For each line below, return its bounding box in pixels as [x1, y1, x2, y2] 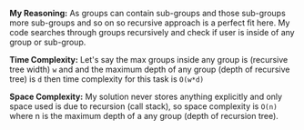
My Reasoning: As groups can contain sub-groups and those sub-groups [9, 8, 287, 18]
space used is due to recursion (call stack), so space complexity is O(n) [9, 101, 278, 112]
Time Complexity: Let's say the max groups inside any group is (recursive [9, 55, 289, 65]
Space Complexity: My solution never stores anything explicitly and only [9, 91, 283, 102]
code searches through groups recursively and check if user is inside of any [9, 27, 295, 37]
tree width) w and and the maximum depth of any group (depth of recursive [9, 64, 290, 75]
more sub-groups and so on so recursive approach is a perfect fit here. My [9, 17, 290, 28]
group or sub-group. [9, 36, 86, 47]
